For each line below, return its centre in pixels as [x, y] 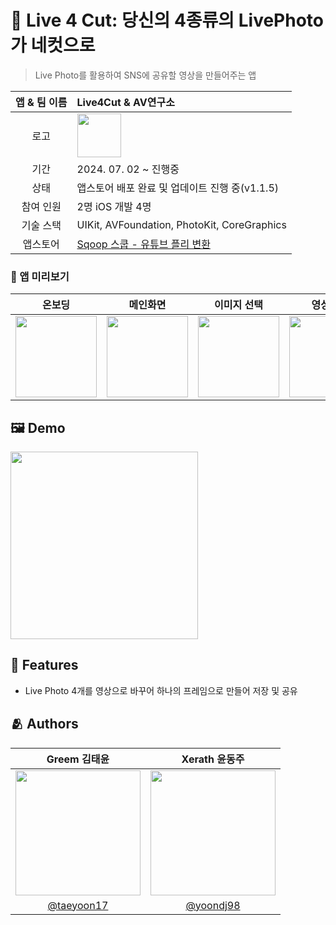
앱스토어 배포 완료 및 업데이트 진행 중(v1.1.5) [178, 188]
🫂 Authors [44, 724]
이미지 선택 [238, 305]
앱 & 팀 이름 [41, 102]
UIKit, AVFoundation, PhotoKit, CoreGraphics [181, 224]
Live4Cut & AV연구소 [125, 102]
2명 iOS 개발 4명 [114, 206]
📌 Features [44, 665]
